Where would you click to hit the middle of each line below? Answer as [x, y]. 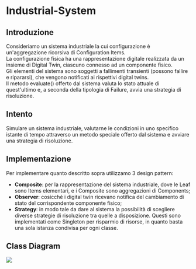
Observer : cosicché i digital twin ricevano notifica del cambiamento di [99, 197]
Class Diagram [33, 246]
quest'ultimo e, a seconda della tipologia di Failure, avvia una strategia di [94, 90]
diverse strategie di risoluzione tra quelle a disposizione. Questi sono [98, 215]
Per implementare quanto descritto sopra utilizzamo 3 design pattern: [90, 173]
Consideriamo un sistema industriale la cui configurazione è [78, 46]
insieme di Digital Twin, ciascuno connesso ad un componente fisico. [89, 65]
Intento [20, 114]
